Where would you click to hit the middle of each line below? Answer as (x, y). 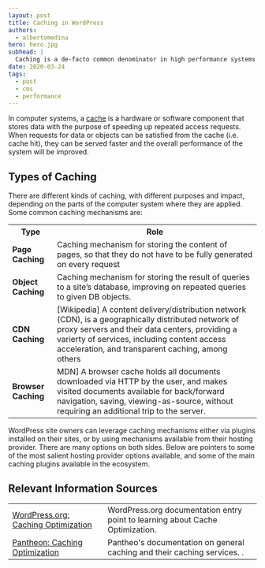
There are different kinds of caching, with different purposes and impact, (127, 196)
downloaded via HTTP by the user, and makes (142, 381)
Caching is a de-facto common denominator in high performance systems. (137, 60)
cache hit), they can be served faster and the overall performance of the (125, 143)
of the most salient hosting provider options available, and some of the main (131, 456)
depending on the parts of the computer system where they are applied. (125, 204)
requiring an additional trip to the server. (131, 411)
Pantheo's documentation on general (176, 542)
